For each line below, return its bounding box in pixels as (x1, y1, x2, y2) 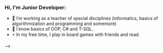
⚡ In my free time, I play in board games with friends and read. (11, 31, 140, 37)
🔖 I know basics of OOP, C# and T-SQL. (11, 26, 93, 32)
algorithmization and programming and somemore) (11, 20, 117, 26)
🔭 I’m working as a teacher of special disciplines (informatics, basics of (11, 15, 158, 21)
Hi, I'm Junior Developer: (4, 4, 66, 11)
